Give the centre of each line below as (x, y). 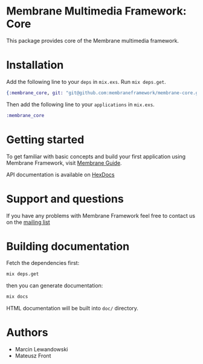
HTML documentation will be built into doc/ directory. (72, 308)
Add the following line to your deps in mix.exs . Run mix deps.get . (86, 81)
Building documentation (68, 246)
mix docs (17, 297)
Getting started (45, 139)
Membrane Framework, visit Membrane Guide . (64, 163)
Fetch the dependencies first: (43, 263)
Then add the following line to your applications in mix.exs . (81, 104)
